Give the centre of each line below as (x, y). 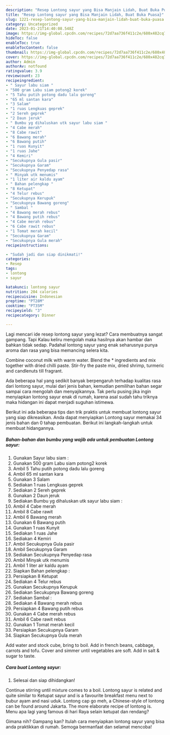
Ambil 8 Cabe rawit (33, 511)
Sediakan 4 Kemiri (32, 538)
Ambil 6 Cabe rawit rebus (39, 619)
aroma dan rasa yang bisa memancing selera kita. (57, 350)
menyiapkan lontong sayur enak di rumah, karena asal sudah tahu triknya (82, 397)
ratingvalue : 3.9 (24, 71)
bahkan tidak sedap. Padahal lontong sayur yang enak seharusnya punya (82, 345)
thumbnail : (17, 52)
